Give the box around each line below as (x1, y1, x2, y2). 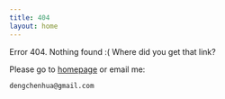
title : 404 (9, 13, 50, 22)
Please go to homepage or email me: (9, 64, 146, 75)
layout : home (9, 22, 58, 31)
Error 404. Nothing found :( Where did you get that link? (9, 46, 216, 57)
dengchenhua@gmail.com (9, 81, 94, 90)
